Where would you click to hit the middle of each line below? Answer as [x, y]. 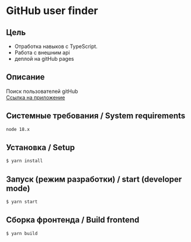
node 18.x [18, 129]
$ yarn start [22, 202]
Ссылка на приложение [36, 97]
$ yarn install [25, 161]
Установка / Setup [41, 147]
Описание [25, 77]
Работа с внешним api [42, 53]
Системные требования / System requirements [96, 116]
